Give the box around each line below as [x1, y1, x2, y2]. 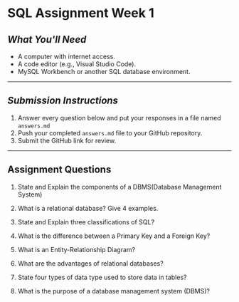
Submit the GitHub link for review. [17, 136, 116, 145]
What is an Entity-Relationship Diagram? [17, 245, 136, 254]
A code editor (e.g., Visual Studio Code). [17, 60, 137, 68]
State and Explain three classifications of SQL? [17, 217, 155, 226]
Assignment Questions [7, 164, 112, 176]
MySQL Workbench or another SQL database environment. [17, 68, 191, 75]
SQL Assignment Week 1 [7, 5, 154, 21]
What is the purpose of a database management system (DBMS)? [17, 286, 210, 295]
